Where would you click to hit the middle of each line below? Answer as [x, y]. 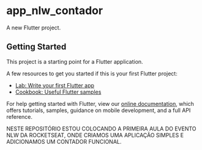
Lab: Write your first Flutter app [55, 85]
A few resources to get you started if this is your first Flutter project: [92, 73]
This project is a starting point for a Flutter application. [75, 61]
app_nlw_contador [54, 11]
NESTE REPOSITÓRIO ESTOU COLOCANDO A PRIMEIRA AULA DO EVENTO [102, 129]
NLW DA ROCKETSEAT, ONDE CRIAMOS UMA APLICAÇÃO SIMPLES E [95, 135]
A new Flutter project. [34, 28]
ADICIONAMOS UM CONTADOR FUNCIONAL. [64, 141]
